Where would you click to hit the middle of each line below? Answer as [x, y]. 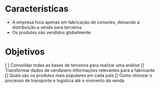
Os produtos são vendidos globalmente [51, 32]
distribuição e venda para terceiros [47, 27]
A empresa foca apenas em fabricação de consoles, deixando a [76, 22]
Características [37, 9]
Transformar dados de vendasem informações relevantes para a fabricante [80, 70]
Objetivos [25, 52]
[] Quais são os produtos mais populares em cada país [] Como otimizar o [79, 75]
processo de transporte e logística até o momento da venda [65, 80]
